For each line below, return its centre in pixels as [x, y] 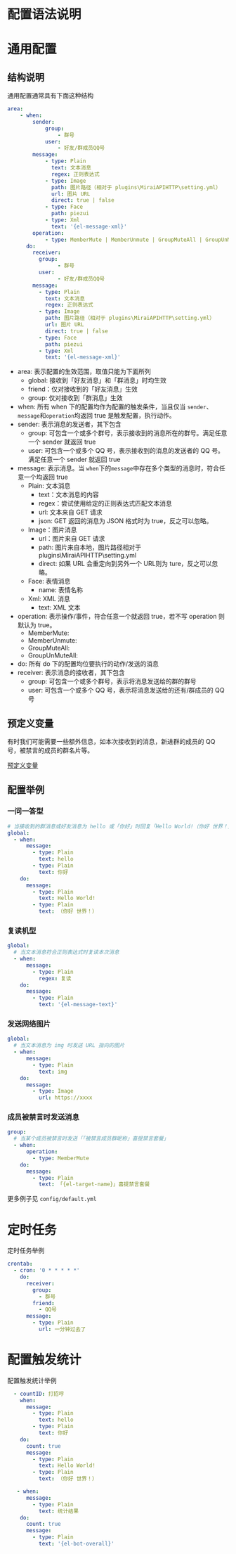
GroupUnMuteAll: [53, 655]
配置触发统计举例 [32, 1380]
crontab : [20, 1264]
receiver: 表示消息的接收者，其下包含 [71, 673]
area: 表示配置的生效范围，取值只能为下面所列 [84, 372]
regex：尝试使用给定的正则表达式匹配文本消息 [105, 503]
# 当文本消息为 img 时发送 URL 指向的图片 [69, 1046]
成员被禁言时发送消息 [43, 1117]
